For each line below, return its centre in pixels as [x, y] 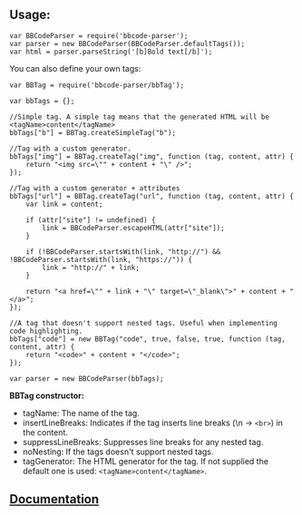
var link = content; [64, 204]
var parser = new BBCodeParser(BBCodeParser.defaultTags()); [127, 44]
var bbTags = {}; [42, 101]
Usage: [30, 15]
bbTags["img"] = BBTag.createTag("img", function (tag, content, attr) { [152, 156]
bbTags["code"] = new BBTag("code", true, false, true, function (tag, [147, 339]
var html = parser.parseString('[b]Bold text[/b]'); [111, 52]
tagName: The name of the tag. [81, 413]
